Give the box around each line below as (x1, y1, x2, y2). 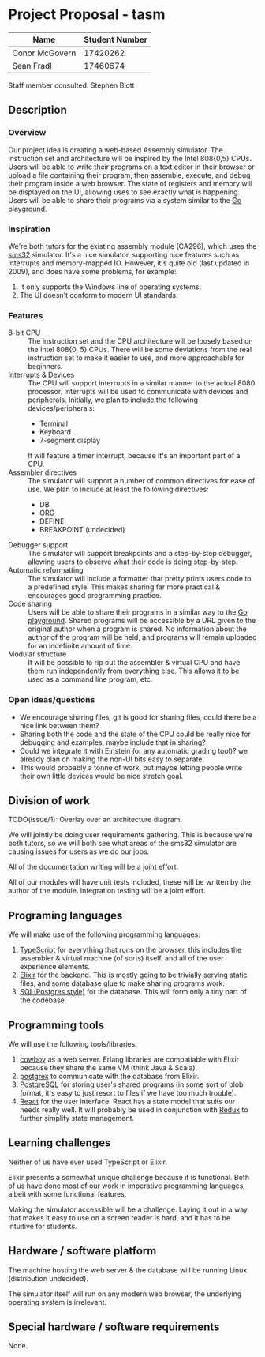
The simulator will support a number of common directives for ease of (28, 476, 256, 486)
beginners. (28, 362, 63, 371)
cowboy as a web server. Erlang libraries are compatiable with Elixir (19, 1054, 239, 1064)
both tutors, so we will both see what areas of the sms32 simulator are (8, 839, 237, 848)
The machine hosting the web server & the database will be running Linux (8, 1265, 248, 1275)
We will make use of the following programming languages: (8, 930, 201, 939)
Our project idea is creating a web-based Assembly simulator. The (8, 145, 223, 155)
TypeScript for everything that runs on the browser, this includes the (19, 945, 242, 955)
